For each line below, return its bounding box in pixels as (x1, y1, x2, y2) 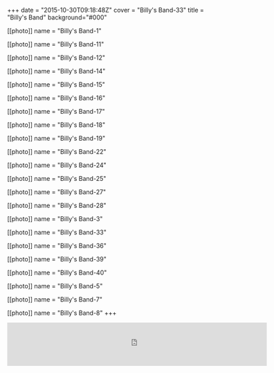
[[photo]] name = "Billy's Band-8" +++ (7, 309, 117, 317)
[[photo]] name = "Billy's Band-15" (7, 80, 106, 89)
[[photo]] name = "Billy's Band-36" (7, 242, 107, 250)
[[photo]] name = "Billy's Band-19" (7, 135, 106, 142)
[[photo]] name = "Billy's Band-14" (7, 67, 106, 75)
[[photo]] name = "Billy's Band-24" (7, 161, 107, 169)
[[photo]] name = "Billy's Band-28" (7, 201, 107, 209)
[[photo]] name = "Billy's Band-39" (7, 255, 107, 263)
